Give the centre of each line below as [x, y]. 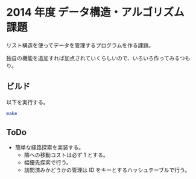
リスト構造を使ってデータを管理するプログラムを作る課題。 [80, 45]
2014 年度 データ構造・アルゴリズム [95, 12]
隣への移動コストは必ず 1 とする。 [66, 155]
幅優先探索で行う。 [48, 163]
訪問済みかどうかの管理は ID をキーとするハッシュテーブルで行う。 [107, 170]
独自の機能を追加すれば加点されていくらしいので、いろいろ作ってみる [93, 58]
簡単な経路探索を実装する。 [49, 148]
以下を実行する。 [27, 102]
